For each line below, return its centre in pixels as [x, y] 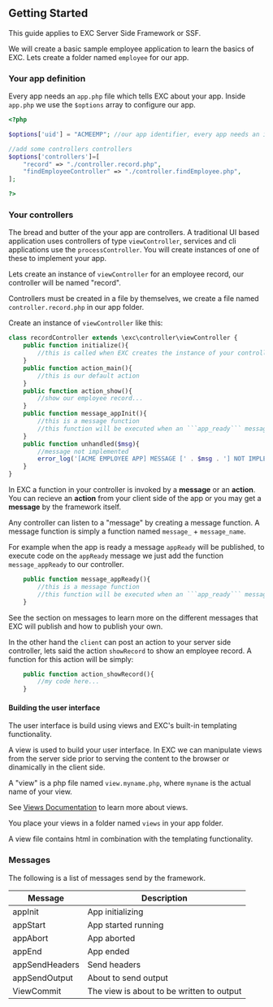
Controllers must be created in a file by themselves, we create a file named [134, 299]
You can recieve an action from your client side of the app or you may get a [135, 499]
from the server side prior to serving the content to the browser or [119, 759]
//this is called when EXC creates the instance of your [136, 353]
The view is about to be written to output [165, 991]
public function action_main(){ [78, 368]
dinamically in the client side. [57, 767]
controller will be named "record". [65, 283]
